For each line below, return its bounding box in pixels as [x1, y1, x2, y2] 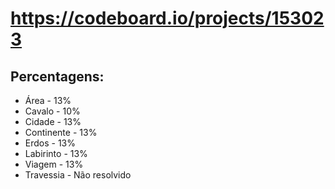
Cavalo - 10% [24, 105, 81, 117]
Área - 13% [24, 95, 72, 106]
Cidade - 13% [24, 116, 82, 127]
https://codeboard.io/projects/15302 [10, 7, 325, 30]
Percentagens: [10, 68, 105, 85]
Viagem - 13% [24, 158, 84, 170]
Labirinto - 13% [24, 148, 88, 159]
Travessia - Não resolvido [24, 169, 132, 181]
